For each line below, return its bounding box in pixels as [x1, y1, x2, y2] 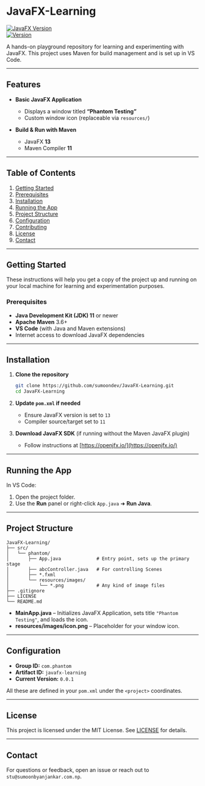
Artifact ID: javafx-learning [15, 668, 87, 676]
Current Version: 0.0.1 [15, 675, 74, 682]
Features [6, 80, 41, 90]
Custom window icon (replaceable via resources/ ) [24, 114, 150, 121]
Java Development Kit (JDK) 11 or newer [15, 311, 118, 319]
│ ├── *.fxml [6, 572, 56, 578]
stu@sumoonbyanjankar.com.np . [6, 773, 82, 780]
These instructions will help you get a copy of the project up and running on [6, 276, 197, 283]
